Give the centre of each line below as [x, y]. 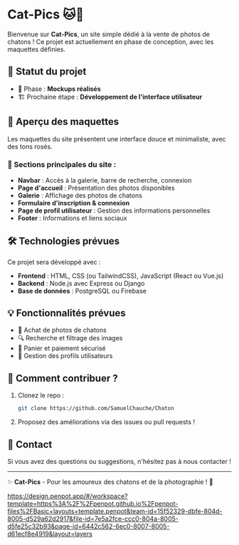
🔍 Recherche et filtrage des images [70, 338]
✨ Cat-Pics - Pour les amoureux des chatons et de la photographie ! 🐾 [110, 482]
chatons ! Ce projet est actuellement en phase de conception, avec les [111, 41]
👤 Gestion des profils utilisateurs [65, 356]
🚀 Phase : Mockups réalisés [59, 89]
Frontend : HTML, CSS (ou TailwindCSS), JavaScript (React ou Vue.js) [121, 276]
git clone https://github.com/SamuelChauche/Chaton [96, 409]
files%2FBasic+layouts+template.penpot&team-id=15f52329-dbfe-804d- [115, 511]
